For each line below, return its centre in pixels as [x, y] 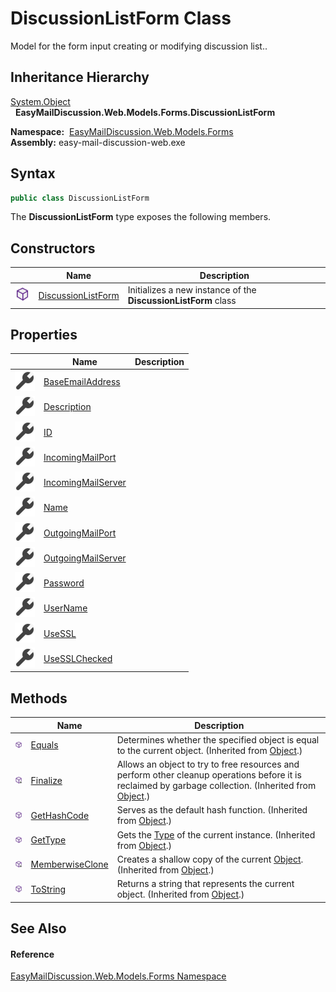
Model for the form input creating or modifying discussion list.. [139, 46]
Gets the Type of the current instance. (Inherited [216, 834]
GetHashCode [60, 815]
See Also [38, 928]
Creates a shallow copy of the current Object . [210, 859]
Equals [44, 745]
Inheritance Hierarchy [80, 77]
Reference [32, 954]
